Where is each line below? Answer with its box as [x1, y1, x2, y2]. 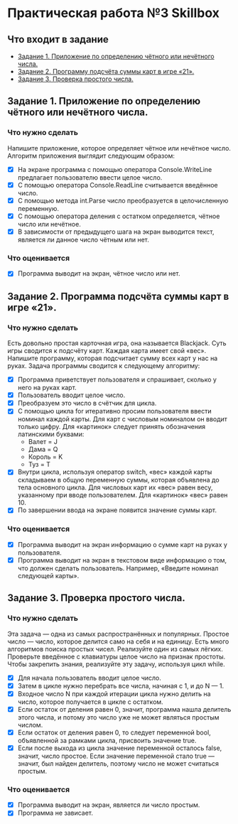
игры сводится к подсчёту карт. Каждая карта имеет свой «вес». [7, 347, 207, 355]
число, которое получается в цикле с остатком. [17, 698, 163, 706]
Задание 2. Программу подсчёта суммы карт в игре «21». [17, 67, 195, 75]
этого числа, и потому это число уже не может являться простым [17, 712, 220, 722]
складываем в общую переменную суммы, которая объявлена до [17, 476, 220, 484]
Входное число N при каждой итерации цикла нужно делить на [17, 689, 211, 698]
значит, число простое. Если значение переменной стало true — [17, 752, 215, 760]
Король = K [28, 452, 63, 461]
